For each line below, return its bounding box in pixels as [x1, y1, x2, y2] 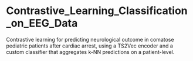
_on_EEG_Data [6, 16, 78, 30]
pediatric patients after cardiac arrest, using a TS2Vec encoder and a [6, 42, 173, 49]
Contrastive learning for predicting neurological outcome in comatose [6, 36, 174, 43]
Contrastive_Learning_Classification [6, 4, 188, 18]
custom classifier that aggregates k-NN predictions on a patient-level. [6, 48, 175, 55]
